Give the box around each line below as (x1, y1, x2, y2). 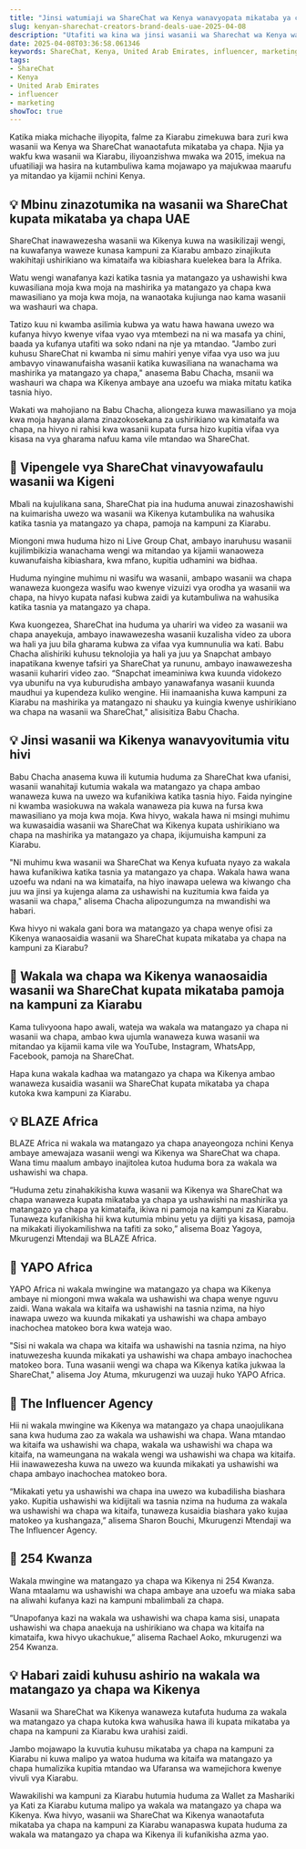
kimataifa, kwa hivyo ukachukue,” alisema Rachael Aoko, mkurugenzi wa (9, 1631, 282, 1642)
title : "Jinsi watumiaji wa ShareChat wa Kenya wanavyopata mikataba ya (9, 13, 291, 23)
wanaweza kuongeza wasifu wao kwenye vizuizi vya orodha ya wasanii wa (9, 582, 291, 593)
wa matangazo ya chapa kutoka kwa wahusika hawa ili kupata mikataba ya (9, 1716, 291, 1727)
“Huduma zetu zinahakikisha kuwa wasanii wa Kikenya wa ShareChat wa (9, 1184, 283, 1195)
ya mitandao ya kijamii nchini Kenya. (9, 170, 146, 181)
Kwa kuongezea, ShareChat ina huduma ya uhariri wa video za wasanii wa (9, 619, 289, 630)
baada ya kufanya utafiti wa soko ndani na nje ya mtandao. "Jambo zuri (9, 338, 277, 349)
